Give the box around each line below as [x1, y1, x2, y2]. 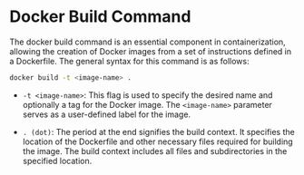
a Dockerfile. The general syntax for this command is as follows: [9, 55, 250, 66]
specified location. [22, 155, 93, 166]
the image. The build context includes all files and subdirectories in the [22, 145, 288, 156]
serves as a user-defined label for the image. [22, 109, 191, 120]
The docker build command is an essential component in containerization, [9, 36, 286, 47]
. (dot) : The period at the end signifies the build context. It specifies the [22, 126, 295, 137]
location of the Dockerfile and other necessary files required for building [22, 136, 293, 147]
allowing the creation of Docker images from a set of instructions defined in [9, 45, 292, 56]
